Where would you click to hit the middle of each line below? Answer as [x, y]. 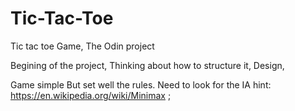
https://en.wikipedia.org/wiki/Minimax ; [91, 95]
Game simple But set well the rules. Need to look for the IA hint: [141, 84]
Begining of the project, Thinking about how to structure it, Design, [147, 65]
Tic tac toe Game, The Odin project [82, 46]
